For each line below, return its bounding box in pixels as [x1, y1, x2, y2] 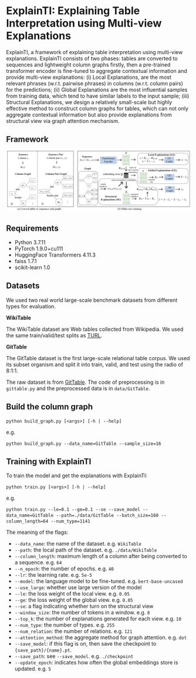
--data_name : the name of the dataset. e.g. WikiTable [14, 540, 142, 547]
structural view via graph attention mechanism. [6, 117, 120, 124]
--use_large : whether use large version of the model [14, 584, 142, 591]
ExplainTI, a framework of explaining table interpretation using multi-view [6, 48, 183, 55]
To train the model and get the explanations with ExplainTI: [6, 472, 148, 479]
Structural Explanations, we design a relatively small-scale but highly [6, 98, 173, 105]
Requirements [6, 223, 59, 233]
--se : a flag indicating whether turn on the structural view [14, 603, 154, 610]
